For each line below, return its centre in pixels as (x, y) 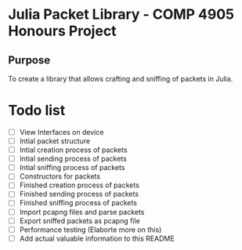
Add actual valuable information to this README (97, 238)
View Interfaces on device (61, 132)
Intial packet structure (55, 141)
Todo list (37, 111)
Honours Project (62, 31)
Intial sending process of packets (73, 159)
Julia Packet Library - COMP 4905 (121, 14)
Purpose (29, 60)
